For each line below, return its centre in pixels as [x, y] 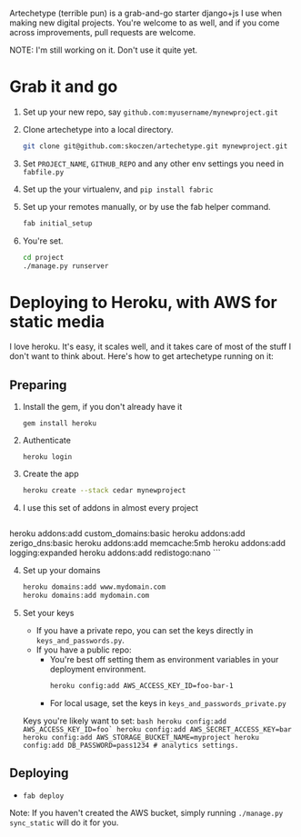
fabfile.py [43, 172]
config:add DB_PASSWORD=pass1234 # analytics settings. [130, 745]
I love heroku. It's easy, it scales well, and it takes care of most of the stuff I [150, 347]
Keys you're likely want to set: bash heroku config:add [125, 721]
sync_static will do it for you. [64, 822]
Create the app [50, 474]
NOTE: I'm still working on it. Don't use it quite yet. [104, 50]
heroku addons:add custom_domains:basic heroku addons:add [127, 533]
